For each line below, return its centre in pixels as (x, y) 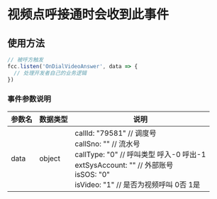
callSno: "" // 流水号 (107, 144)
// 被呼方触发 (26, 60)
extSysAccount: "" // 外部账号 (124, 165)
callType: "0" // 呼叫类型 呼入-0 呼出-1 (140, 154)
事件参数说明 (29, 99)
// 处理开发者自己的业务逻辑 (50, 73)
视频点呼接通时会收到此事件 (88, 15)
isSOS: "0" (92, 174)
